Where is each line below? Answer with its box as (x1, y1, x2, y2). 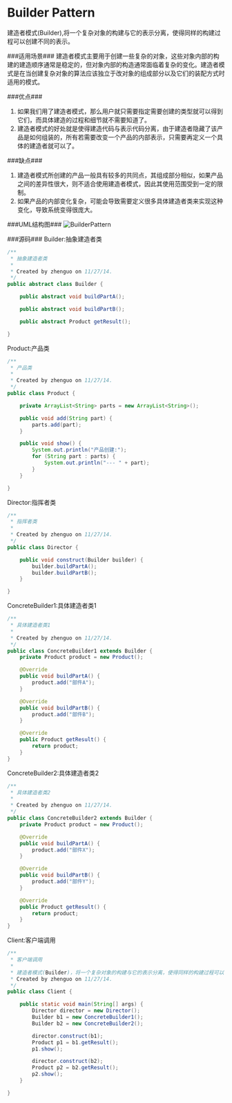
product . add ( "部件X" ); (32, 846, 95, 854)
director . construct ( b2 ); (32, 1058, 104, 1065)
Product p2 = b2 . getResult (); (32, 1064, 119, 1071)
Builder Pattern (7, 5, 95, 21)
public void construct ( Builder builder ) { (19, 556, 144, 564)
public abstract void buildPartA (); (19, 294, 126, 300)
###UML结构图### (7, 220, 62, 229)
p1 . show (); (32, 1045, 64, 1053)
